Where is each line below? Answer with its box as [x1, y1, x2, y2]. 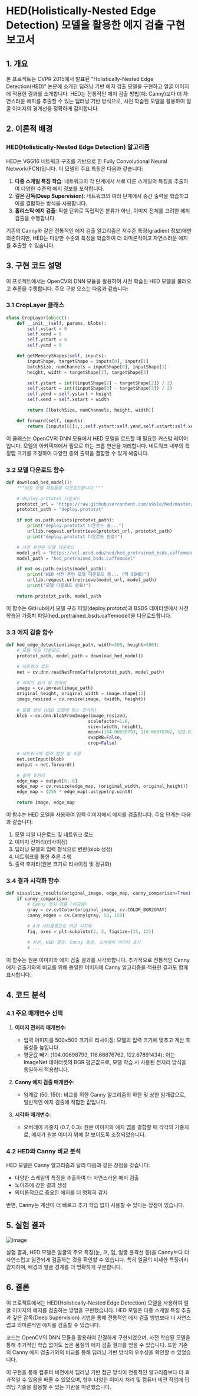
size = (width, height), [87, 723, 144, 730]
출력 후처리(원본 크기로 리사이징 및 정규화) [14, 860, 112, 867]
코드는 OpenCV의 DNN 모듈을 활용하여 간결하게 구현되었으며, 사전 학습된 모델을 [6, 1333, 190, 1341]
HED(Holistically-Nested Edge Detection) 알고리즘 [6, 143, 150, 151]
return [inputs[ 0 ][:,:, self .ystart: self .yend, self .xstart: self [27, 423, 186, 429]
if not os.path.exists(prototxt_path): [16, 517, 115, 523]
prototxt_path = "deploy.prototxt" [16, 507, 104, 513]
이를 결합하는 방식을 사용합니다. [14, 200, 87, 207]
